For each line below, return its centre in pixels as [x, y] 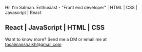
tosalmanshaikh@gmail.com [33, 44]
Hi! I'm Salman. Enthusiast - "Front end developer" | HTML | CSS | [71, 7]
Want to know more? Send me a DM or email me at [56, 39]
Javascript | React [23, 13]
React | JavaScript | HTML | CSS [55, 28]
